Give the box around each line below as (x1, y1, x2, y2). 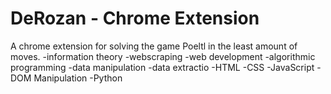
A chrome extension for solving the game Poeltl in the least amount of (10, 40, 298, 52)
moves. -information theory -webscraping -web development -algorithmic (10, 50, 316, 62)
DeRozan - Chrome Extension (10, 7, 260, 30)
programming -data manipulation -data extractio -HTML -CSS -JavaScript (10, 61, 315, 73)
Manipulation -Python (33, 72, 123, 84)
